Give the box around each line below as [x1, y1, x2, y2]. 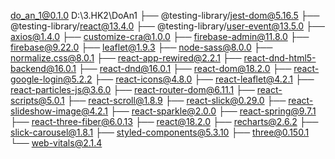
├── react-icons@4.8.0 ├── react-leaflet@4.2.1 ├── [94, 73, 315, 85]
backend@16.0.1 [10, 63, 77, 74]
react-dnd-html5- [243, 52, 317, 64]
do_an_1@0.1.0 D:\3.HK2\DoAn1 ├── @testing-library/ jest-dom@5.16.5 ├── [10, 10, 320, 21]
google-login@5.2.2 [10, 73, 93, 85]
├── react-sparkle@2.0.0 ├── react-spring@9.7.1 [110, 105, 317, 117]
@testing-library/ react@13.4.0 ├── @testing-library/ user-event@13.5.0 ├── [10, 20, 325, 32]
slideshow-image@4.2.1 [10, 105, 109, 117]
